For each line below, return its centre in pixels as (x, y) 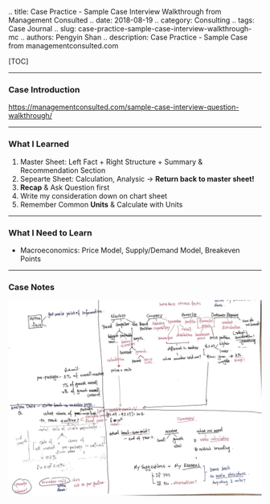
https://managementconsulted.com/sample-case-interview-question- (124, 107)
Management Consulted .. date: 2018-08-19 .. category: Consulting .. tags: (131, 20)
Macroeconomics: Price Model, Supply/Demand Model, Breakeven (130, 250)
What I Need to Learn (50, 232)
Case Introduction (44, 89)
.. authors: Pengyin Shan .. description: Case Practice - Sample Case (134, 37)
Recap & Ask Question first (65, 187)
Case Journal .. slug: (42, 29)
